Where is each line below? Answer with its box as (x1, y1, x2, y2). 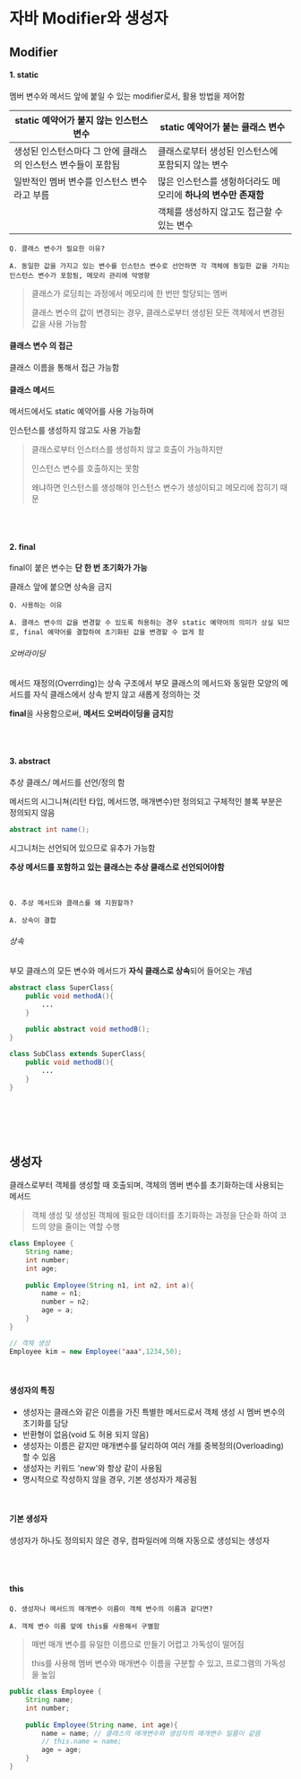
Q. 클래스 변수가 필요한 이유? (9, 244, 106, 253)
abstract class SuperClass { (9, 983, 115, 992)
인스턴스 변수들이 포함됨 (24, 158, 121, 170)
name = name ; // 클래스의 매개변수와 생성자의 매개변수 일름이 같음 (41, 1729, 262, 1738)
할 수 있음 (21, 1451, 56, 1462)
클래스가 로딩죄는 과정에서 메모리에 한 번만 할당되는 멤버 (30, 288, 228, 299)
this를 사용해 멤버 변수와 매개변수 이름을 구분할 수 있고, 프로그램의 (30, 1658, 262, 1669)
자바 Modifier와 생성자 (9, 8, 168, 29)
